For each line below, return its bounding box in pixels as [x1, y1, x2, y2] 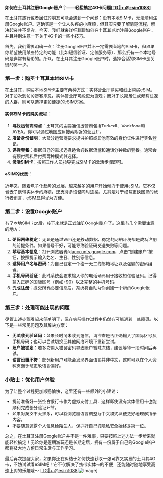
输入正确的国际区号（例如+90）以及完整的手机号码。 [12, 279, 118, 285]
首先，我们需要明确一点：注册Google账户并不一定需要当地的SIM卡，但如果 [5, 44, 155, 49]
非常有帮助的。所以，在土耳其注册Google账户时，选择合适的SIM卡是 [13, 56, 150, 61]
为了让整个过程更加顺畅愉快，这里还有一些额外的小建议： [5, 388, 120, 394]
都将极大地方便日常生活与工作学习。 [5, 445, 78, 451]
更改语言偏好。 [33, 363, 64, 369]
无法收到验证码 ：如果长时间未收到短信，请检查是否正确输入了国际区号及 [12, 333, 157, 338]
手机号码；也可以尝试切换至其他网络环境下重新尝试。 [12, 339, 119, 345]
